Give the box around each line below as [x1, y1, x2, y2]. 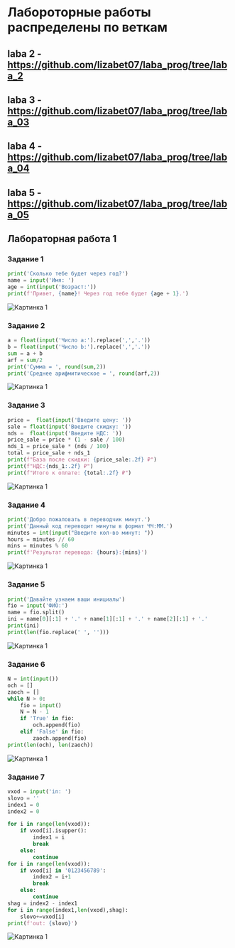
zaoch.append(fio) [33, 734, 87, 742]
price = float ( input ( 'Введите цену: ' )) [7, 416, 132, 423]
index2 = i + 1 [33, 873, 72, 881]
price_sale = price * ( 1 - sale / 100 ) [7, 436, 126, 444]
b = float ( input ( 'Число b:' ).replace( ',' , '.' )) [7, 344, 151, 351]
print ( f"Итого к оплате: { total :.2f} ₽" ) [7, 469, 132, 476]
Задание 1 [7, 254, 44, 264]
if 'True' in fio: [20, 715, 75, 722]
